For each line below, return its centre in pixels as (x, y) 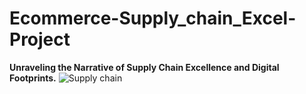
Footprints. (33, 78)
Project (40, 39)
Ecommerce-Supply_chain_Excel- (153, 18)
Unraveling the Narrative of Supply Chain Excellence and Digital (144, 67)
